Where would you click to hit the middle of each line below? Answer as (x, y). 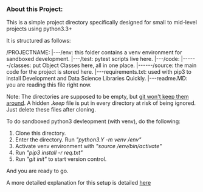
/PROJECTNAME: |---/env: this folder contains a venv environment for (94, 52)
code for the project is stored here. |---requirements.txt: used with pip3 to (99, 72)
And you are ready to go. (37, 171)
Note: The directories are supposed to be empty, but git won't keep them (98, 97)
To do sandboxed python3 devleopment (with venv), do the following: (93, 121)
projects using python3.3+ (39, 29)
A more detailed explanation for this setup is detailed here (79, 183)
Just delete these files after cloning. (51, 110)
